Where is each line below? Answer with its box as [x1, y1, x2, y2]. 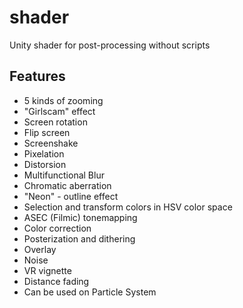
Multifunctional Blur [23, 169, 105, 181]
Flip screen [23, 126, 71, 138]
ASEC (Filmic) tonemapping [23, 211, 138, 223]
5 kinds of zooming [23, 94, 104, 106]
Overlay [23, 243, 57, 255]
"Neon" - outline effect [23, 190, 119, 202]
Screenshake [23, 137, 79, 149]
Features [9, 68, 66, 85]
